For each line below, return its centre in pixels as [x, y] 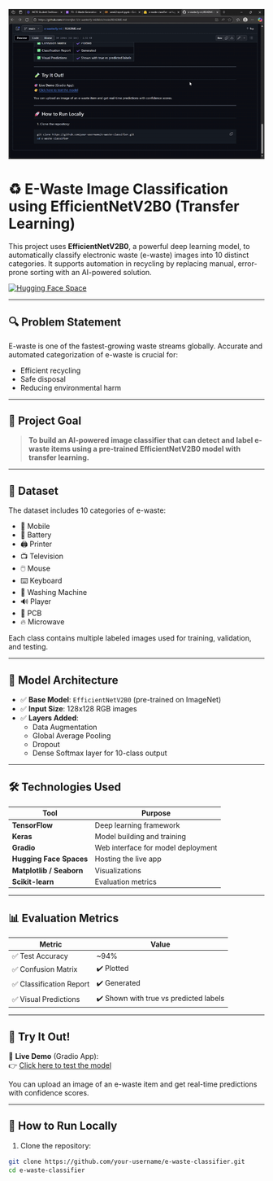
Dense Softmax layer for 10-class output [100, 753]
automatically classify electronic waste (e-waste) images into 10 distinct [129, 255]
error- [247, 263]
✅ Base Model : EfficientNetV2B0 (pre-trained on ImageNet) [121, 700]
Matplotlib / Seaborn [48, 870]
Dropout [46, 745]
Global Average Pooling [71, 736]
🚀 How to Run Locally [63, 1126]
